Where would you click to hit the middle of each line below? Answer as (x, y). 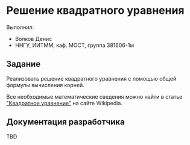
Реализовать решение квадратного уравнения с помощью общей (91, 78)
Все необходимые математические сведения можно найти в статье (94, 96)
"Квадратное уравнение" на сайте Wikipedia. (64, 103)
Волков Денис (33, 39)
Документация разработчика (66, 122)
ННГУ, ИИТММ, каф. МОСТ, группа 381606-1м (74, 45)
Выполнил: (20, 27)
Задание (24, 64)
